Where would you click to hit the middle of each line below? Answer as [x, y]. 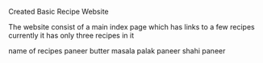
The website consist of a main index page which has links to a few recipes [132, 27]
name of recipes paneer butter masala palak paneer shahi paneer [117, 51]
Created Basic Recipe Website [58, 12]
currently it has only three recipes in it [71, 35]
